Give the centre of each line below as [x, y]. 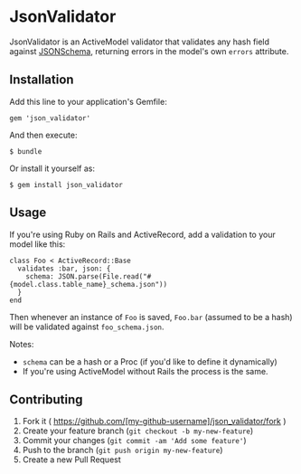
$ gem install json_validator [66, 185]
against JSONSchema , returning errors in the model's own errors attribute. [149, 51]
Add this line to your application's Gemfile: [88, 101]
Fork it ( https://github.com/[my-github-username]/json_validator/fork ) [154, 422]
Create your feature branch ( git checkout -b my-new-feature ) [138, 431]
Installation [42, 80]
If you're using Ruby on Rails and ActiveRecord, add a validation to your [142, 234]
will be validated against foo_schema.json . [87, 327]
